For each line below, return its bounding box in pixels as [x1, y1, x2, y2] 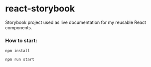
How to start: [5, 37, 37, 44]
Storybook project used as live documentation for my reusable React [5, 19, 146, 25]
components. [5, 24, 32, 30]
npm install [5, 48, 30, 54]
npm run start [5, 57, 35, 62]
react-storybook [5, 3, 75, 14]
